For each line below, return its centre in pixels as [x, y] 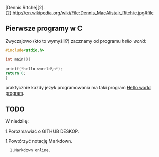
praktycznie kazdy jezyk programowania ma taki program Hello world [78, 88]
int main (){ [18, 59]
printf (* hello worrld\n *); [34, 69]
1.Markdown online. [31, 150]
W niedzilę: [17, 121]
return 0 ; [16, 73]
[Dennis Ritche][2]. [25, 7]
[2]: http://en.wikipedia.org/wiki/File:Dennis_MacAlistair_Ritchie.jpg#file [79, 13]
